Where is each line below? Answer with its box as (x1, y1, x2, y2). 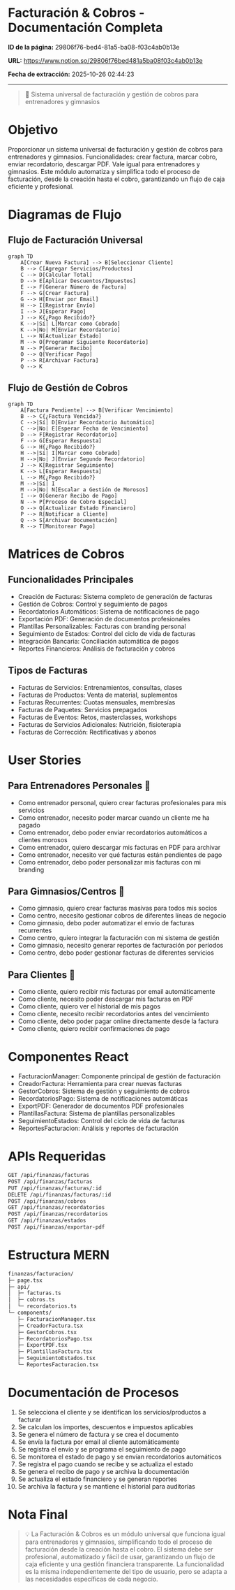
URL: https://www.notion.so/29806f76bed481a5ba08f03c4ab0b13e (8, 56, 203, 64)
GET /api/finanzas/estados (8, 1217, 86, 1224)
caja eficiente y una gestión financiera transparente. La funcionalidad (24, 1560, 225, 1568)
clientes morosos (17, 835, 68, 844)
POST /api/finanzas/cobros (8, 1197, 86, 1205)
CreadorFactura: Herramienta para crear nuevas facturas (17, 1080, 182, 1088)
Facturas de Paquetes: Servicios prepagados (17, 705, 148, 714)
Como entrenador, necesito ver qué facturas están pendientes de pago (17, 851, 222, 859)
